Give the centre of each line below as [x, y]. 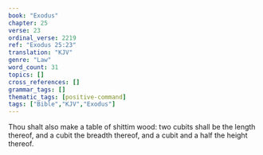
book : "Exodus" [33, 15]
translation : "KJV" [41, 52]
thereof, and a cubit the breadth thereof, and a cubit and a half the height [128, 135]
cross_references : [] [44, 82]
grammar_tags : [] [37, 89]
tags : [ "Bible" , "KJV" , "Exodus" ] [62, 104]
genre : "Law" [30, 60]
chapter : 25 [28, 23]
